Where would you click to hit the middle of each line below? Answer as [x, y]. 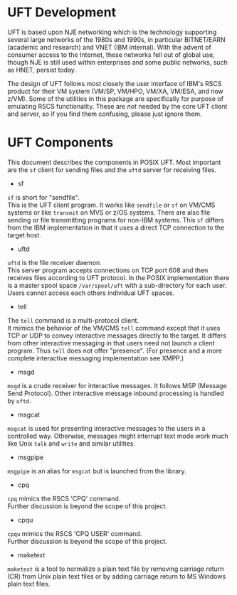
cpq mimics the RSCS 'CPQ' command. [64, 498]
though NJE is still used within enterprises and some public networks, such [117, 62]
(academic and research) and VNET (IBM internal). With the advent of [109, 47]
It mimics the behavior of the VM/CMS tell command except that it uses [114, 328]
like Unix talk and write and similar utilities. [72, 443]
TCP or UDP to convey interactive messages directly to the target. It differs [117, 336]
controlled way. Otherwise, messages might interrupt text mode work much [118, 436]
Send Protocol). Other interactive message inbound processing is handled [116, 393]
